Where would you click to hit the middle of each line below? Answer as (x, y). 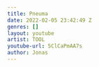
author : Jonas (28, 53)
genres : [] (23, 27)
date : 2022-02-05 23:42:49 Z (49, 20)
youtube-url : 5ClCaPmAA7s (45, 46)
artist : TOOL (26, 40)
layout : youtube (31, 33)
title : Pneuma (28, 14)
